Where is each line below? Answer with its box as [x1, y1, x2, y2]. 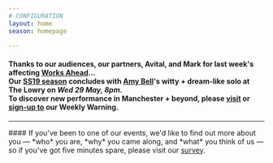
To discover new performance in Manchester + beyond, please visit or [8, 93, 250, 103]
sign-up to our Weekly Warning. [8, 102, 119, 112]
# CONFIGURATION [8, 11, 63, 20]
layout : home [8, 19, 53, 28]
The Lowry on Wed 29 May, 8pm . [8, 84, 123, 94]
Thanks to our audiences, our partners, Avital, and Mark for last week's [8, 58, 254, 69]
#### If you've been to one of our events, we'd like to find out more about [8, 127, 256, 138]
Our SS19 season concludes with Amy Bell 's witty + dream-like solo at [8, 76, 250, 86]
